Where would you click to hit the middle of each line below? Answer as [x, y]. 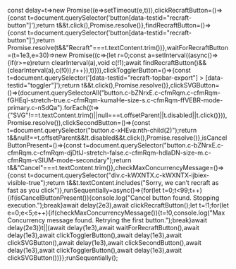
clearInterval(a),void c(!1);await [97, 62]
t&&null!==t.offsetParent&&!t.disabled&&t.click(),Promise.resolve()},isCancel [117, 138]
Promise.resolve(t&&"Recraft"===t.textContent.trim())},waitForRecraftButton [118, 48]
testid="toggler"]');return [44, 85]
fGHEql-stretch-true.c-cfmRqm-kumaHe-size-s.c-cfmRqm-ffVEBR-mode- [115, 100]
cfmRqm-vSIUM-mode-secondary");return [69, 160]
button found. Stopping [186, 198]
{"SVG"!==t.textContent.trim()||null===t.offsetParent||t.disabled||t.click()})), [117, 115]
